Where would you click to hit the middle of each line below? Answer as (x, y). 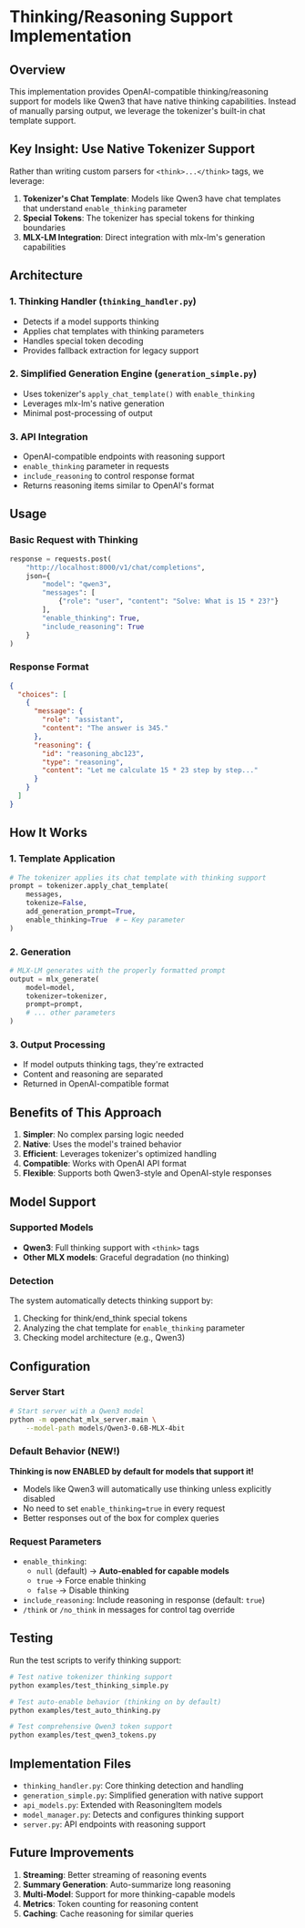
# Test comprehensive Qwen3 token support (91, 1727)
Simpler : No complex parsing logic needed (103, 1135)
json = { (38, 576)
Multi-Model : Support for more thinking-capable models (129, 1894)
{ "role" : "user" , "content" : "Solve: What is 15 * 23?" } (168, 602)
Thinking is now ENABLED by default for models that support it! (132, 1471)
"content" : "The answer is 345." (106, 729)
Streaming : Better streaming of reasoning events (115, 1874)
